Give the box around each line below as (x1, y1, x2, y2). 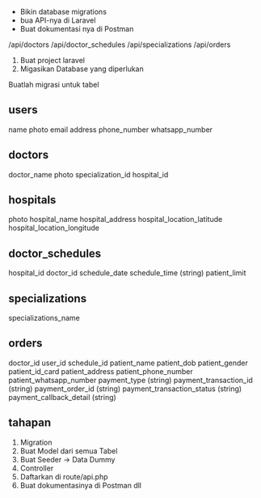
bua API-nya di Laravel (19, 15, 96, 25)
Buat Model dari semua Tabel (19, 445, 118, 456)
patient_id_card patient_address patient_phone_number (8, 366, 193, 376)
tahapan (8, 416, 51, 430)
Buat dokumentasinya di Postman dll (19, 480, 142, 490)
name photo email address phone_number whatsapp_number (8, 125, 213, 134)
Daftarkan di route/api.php (19, 471, 108, 481)
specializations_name (8, 313, 81, 323)
